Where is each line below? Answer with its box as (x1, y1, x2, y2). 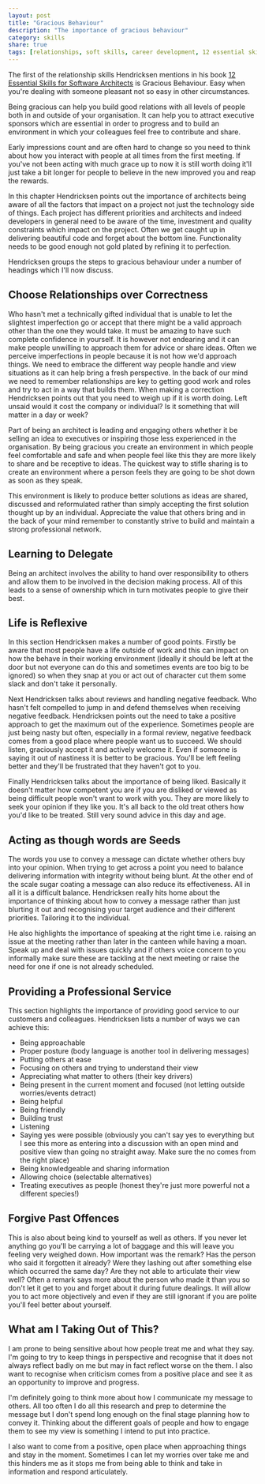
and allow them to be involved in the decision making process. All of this (8, 577, 243, 586)
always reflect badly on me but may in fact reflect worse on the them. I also (8, 1360, 253, 1370)
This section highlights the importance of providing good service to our (8, 1006, 240, 1016)
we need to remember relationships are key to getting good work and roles (8, 376, 251, 385)
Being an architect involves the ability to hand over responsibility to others (8, 568, 249, 577)
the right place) (19, 1155, 69, 1165)
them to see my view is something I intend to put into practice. (8, 1426, 211, 1436)
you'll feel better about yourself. (8, 1300, 112, 1309)
